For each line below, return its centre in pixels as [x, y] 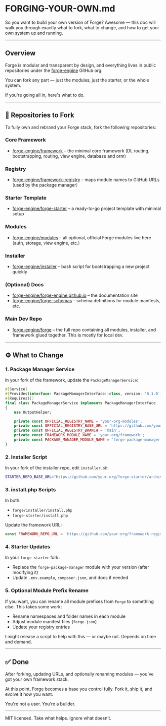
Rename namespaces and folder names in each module [69, 616]
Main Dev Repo [23, 319]
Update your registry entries [41, 627]
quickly [20, 272]
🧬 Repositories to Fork [40, 115]
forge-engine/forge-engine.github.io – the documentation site [75, 295]
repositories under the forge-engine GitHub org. [54, 70]
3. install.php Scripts [31, 489]
